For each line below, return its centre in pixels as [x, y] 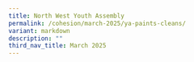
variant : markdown [39, 31]
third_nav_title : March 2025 [57, 46]
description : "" [36, 38]
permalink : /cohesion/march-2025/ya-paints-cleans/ [97, 23]
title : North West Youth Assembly [67, 16]
